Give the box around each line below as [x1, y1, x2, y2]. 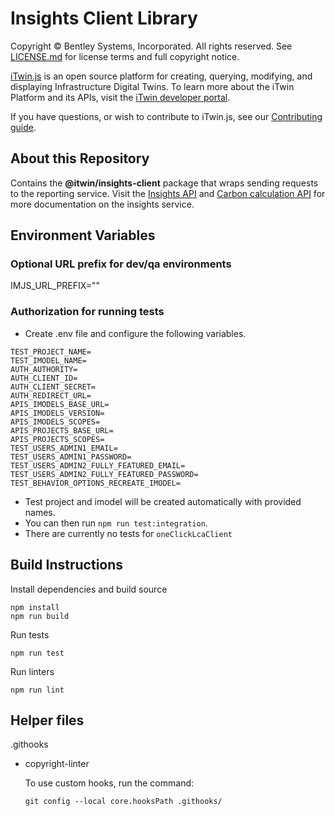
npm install [10, 602, 60, 612]
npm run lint [10, 685, 65, 695]
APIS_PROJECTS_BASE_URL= [10, 425, 114, 436]
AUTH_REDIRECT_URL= [10, 390, 92, 401]
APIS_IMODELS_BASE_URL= [10, 399, 110, 409]
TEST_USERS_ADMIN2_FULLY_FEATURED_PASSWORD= [10, 469, 199, 479]
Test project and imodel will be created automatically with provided [24, 495, 302, 507]
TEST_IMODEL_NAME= [10, 355, 87, 366]
